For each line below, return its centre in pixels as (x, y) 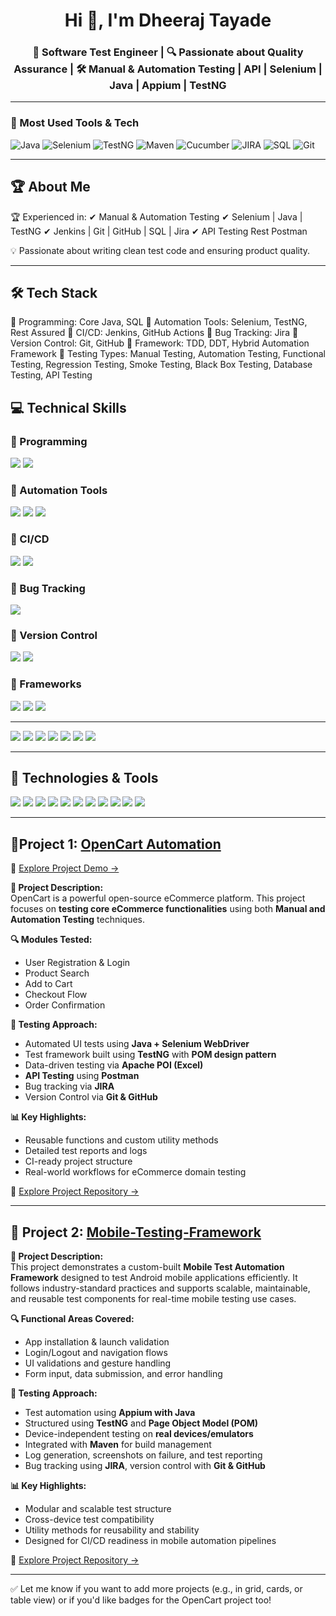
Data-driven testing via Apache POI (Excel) (114, 1065)
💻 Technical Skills (68, 407)
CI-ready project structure (78, 1161)
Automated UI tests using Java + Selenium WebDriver (137, 1044)
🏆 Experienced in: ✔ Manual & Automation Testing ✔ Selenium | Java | (156, 216)
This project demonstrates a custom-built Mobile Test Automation (147, 1267)
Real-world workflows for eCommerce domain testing (135, 1172)
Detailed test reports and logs (86, 1151)
